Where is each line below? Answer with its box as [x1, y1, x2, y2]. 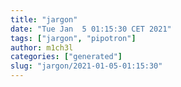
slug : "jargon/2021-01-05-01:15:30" [10, 61, 163, 71]
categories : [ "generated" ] [10, 52, 123, 62]
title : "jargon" [10, 14, 78, 25]
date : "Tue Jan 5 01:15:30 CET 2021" [10, 24, 172, 34]
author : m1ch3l [10, 42, 74, 53]
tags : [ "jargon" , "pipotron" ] [10, 33, 137, 43]
